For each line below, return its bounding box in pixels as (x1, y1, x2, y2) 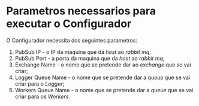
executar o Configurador (6, 17, 132, 31)
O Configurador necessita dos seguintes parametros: (6, 37, 138, 44)
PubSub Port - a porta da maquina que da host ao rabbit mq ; (14, 54, 165, 62)
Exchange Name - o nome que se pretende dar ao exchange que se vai (14, 61, 192, 68)
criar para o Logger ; (14, 80, 65, 87)
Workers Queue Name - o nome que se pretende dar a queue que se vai (14, 86, 194, 93)
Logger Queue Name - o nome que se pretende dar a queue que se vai (14, 74, 191, 81)
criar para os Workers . (14, 93, 71, 100)
